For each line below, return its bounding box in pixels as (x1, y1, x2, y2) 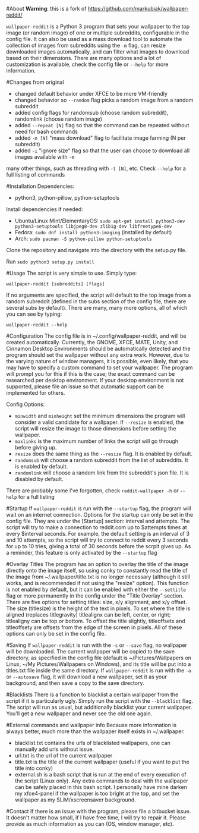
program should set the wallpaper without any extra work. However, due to (6, 351, 189, 359)
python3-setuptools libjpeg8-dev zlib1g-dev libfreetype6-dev (14, 224, 172, 230)
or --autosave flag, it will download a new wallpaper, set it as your (6, 673, 168, 680)
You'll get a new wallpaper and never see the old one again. (6, 710, 153, 717)
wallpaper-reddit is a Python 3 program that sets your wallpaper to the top (6, 23, 190, 30)
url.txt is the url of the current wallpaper (14, 752, 113, 759)
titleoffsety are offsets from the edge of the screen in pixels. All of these (6, 624, 182, 631)
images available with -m (14, 153, 75, 160)
